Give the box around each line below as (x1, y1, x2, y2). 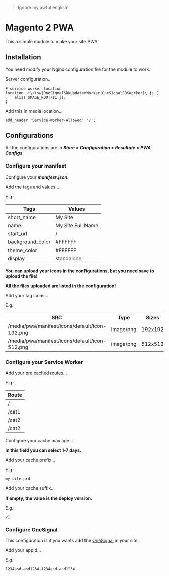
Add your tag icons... (5, 292, 49, 298)
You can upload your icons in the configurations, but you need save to (5, 268, 154, 274)
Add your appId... (5, 547, 41, 553)
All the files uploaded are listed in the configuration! (5, 283, 116, 289)
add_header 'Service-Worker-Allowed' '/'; (5, 118, 96, 123)
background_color (8, 238, 51, 245)
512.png (8, 343, 29, 350)
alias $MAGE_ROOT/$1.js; (14, 95, 66, 100)
